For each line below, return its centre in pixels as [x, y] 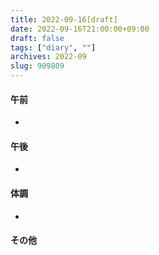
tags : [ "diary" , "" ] [53, 47]
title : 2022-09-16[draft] [64, 19]
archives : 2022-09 [48, 57]
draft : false [37, 38]
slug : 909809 [37, 66]
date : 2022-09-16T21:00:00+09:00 [80, 29]
